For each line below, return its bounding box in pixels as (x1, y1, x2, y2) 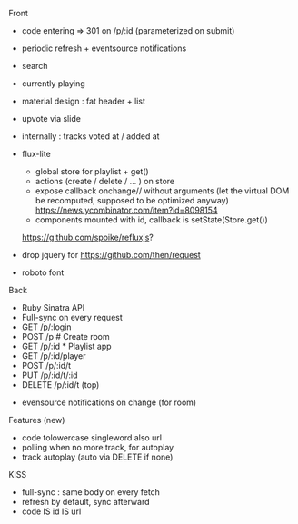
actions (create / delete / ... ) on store (35, 176, 175, 186)
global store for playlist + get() (35, 166, 149, 176)
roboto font (21, 267, 65, 278)
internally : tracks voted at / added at (21, 131, 160, 142)
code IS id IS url (21, 506, 82, 517)
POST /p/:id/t (21, 361, 72, 371)
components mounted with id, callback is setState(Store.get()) (35, 214, 269, 225)
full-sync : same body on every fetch (21, 487, 161, 498)
